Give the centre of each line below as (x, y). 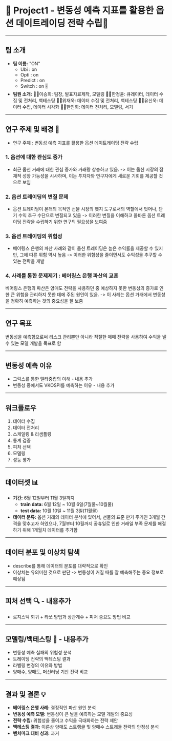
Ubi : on (29, 69)
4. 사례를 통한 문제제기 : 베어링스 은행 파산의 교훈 (62, 276)
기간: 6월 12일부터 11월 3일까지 (44, 498)
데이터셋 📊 (22, 482)
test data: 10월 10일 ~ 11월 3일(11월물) (59, 511)
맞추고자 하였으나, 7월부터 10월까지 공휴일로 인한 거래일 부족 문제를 (90, 523)
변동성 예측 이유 (29, 366)
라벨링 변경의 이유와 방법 (37, 666)
